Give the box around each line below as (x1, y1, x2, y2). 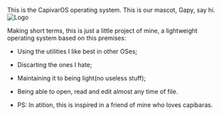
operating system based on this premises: (7, 34, 126, 42)
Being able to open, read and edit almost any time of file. (17, 88, 178, 95)
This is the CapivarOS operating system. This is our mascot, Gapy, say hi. (7, 6, 216, 14)
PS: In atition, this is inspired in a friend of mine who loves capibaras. (17, 101, 213, 109)
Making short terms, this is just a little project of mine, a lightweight (7, 27, 198, 35)
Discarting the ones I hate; (17, 61, 92, 68)
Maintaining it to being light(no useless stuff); (17, 74, 146, 82)
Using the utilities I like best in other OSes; (17, 48, 138, 55)
